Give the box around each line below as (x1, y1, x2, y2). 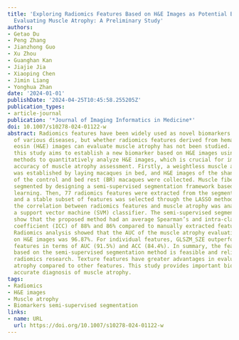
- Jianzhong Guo (7, 43, 55, 51)
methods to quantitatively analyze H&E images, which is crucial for (14, 156, 224, 164)
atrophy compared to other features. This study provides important (14, 262, 221, 269)
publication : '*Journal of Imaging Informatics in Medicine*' (7, 116, 196, 123)
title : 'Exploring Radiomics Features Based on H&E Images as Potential (7, 10, 228, 18)
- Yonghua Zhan (7, 83, 53, 91)
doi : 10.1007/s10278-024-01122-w (7, 123, 107, 130)
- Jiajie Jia (7, 63, 46, 71)
